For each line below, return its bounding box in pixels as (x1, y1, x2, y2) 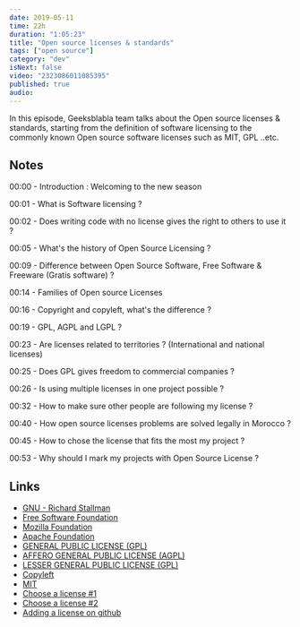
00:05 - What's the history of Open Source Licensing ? (9, 243, 211, 253)
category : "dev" (9, 55, 70, 64)
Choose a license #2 (21, 597, 99, 609)
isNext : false (9, 64, 63, 73)
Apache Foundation (21, 531, 96, 542)
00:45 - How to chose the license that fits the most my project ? (9, 435, 245, 446)
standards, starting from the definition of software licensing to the (9, 122, 253, 133)
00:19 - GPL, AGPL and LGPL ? (9, 322, 123, 332)
